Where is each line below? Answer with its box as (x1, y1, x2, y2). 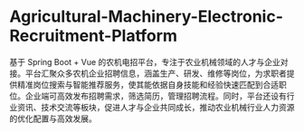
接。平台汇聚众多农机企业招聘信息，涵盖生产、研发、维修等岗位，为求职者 (9, 68, 287, 79)
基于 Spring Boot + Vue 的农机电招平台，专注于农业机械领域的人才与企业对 (9, 56, 289, 67)
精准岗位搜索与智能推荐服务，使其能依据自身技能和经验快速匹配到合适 (16, 79, 279, 90)
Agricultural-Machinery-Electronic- (9, 6, 283, 27)
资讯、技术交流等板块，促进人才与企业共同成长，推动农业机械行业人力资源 (16, 101, 295, 112)
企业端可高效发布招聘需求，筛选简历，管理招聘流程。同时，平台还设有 (24, 90, 287, 101)
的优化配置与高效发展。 (9, 113, 97, 124)
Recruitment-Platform (9, 25, 178, 46)
